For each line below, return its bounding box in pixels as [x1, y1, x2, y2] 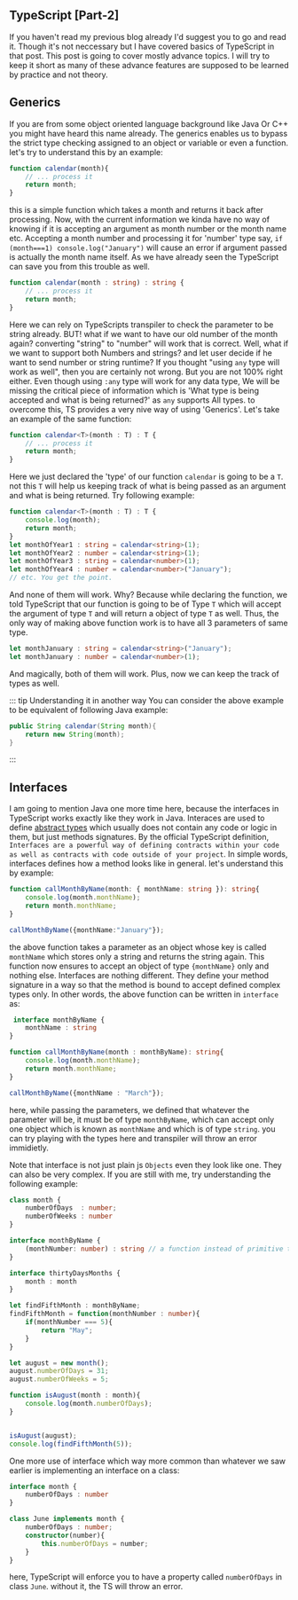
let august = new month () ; [9, 1358, 109, 1368]
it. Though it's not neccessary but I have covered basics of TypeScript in [9, 41, 275, 51]
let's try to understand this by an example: [9, 146, 164, 157]
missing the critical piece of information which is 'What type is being [9, 385, 260, 396]
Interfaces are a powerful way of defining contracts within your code [9, 841, 279, 851]
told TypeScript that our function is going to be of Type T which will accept [9, 599, 282, 609]
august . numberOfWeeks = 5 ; [9, 1375, 109, 1384]
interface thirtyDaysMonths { [9, 1268, 122, 1277]
